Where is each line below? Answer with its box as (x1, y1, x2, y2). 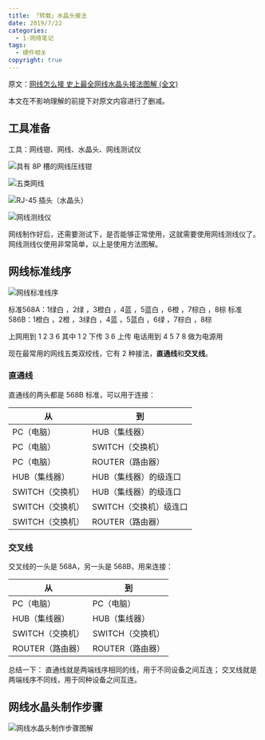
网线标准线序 (8, 265, 72, 279)
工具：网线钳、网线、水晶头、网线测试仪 (8, 144, 141, 154)
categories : (8, 26, 48, 34)
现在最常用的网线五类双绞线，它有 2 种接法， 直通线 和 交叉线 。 (8, 348, 213, 358)
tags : (8, 42, 26, 49)
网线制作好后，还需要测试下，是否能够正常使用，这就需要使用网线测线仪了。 (8, 229, 260, 239)
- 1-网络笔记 (15, 34, 54, 42)
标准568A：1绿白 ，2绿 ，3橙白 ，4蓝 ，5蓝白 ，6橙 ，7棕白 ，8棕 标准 (8, 304, 243, 314)
